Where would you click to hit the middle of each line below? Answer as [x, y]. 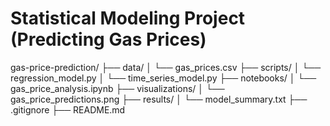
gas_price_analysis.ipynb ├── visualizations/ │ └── [117, 88]
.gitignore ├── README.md [68, 109]
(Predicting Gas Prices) [108, 39]
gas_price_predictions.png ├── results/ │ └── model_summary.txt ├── [159, 99]
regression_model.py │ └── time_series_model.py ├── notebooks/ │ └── [163, 78]
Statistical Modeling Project [128, 18]
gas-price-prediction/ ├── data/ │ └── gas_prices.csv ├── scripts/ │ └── [166, 67]
